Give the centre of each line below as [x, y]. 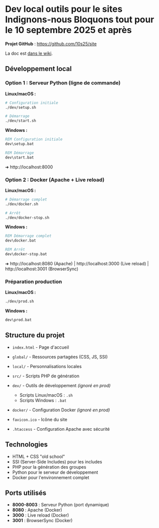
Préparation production [34, 282]
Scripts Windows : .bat [43, 400]
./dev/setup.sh [21, 107]
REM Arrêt [15, 250]
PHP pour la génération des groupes [49, 467]
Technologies [27, 445]
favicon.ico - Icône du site [40, 419]
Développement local [38, 69]
